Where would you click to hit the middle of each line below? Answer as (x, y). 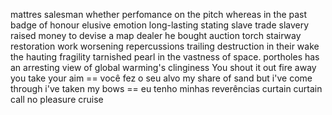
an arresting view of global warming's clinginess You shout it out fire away (163, 67)
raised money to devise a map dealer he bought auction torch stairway (156, 35)
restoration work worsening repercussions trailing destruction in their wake (165, 46)
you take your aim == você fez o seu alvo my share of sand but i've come (161, 78)
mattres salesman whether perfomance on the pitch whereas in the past (159, 14)
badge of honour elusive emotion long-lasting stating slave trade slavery (160, 25)
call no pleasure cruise (57, 99)
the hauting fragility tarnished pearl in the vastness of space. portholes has (165, 57)
